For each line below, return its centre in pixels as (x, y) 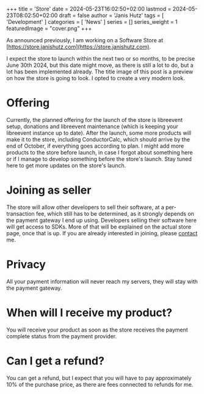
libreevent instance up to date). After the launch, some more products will (99, 133)
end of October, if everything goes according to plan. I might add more (95, 146)
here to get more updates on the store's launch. (66, 165)
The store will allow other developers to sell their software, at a (86, 207)
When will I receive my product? (89, 313)
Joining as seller (49, 190)
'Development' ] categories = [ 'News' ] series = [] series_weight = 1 (92, 22)
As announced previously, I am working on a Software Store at (85, 40)
